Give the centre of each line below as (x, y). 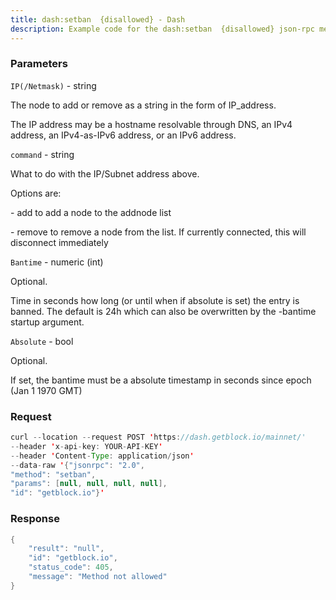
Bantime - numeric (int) (57, 262)
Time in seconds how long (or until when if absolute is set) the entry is (155, 300)
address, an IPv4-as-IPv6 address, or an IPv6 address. (123, 135)
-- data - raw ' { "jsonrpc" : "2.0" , (77, 465)
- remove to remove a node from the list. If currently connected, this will (158, 232)
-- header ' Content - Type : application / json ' (102, 456)
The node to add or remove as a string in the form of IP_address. (143, 105)
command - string (42, 154)
